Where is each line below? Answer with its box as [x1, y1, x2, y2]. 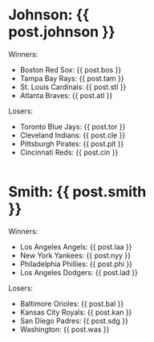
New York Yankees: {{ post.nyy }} [19, 250, 131, 260]
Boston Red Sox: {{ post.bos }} [19, 64, 122, 74]
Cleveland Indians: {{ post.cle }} [19, 130, 126, 140]
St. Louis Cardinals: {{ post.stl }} [19, 82, 127, 92]
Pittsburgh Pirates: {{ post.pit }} [19, 138, 124, 148]
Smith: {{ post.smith [8, 183, 147, 201]
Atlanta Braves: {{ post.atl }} [19, 90, 113, 100]
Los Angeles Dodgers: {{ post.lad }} [19, 267, 138, 277]
